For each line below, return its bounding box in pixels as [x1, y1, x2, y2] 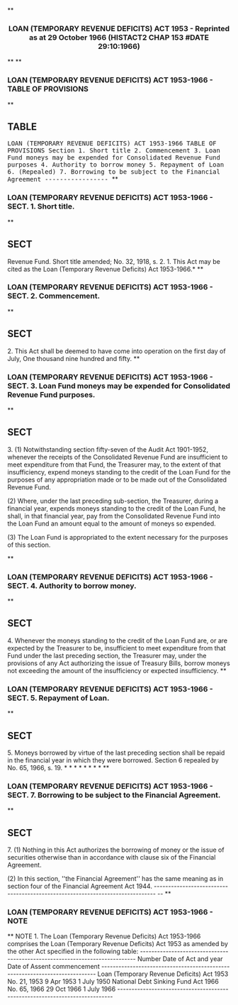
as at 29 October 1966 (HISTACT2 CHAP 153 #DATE [29, 32, 209, 42]
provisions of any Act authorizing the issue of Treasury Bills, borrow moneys [7, 659, 230, 667]
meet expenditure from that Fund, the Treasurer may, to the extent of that [7, 460, 221, 469]
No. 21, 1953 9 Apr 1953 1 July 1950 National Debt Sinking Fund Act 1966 [7, 977, 220, 986]
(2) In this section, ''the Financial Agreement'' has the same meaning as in [7, 874, 224, 883]
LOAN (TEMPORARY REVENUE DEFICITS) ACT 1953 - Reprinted [8, 23, 230, 33]
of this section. [7, 540, 51, 549]
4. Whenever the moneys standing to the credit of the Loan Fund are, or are [7, 636, 228, 645]
